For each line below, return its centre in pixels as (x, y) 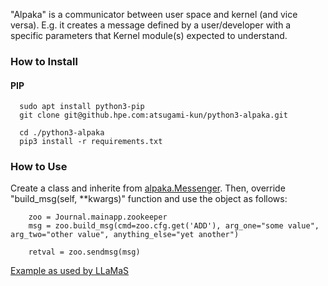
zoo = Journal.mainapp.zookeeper (98, 217)
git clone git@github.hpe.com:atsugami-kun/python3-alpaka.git (153, 115)
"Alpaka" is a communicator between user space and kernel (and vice (154, 14)
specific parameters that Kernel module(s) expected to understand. (149, 35)
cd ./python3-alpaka (62, 133)
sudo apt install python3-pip (82, 107)
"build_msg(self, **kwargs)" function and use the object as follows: (149, 199)
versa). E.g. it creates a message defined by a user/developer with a (151, 25)
